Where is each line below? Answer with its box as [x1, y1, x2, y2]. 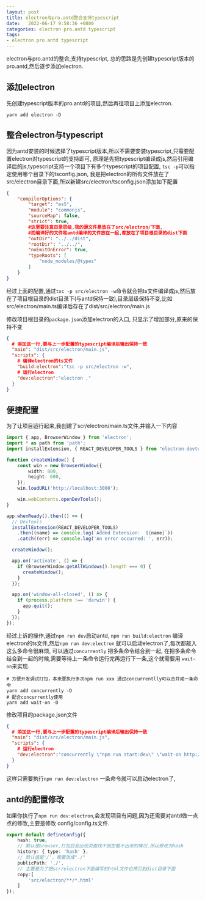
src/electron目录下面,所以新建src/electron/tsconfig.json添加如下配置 [6, 178, 178, 185]
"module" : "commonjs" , [28, 207, 86, 213]
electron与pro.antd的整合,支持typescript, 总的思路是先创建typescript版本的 [6, 55, 195, 62]
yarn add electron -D [6, 111, 62, 118]
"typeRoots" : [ [28, 253, 67, 259]
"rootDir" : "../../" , [28, 241, 84, 248]
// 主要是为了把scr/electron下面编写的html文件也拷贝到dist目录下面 [17, 866, 176, 872]
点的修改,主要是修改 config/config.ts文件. [6, 819, 110, 827]
